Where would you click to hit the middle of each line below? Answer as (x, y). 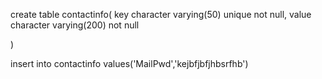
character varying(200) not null (75, 25)
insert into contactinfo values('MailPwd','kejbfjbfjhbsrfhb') (129, 63)
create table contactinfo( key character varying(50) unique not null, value (161, 14)
